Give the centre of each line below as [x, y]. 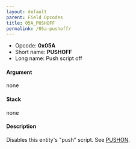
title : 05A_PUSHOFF [31, 23]
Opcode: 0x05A [35, 46]
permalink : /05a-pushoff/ [39, 29]
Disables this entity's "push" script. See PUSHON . [68, 139]
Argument [19, 72]
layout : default [26, 12]
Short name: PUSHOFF [43, 52]
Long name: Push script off [48, 58]
